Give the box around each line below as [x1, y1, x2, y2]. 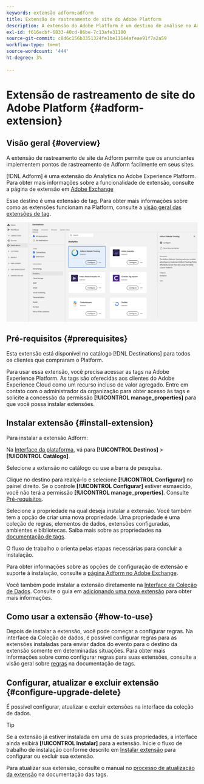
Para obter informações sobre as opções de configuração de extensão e [6, 563, 188, 570]
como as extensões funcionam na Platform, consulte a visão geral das [6, 204, 182, 211]
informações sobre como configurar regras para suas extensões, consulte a [6, 653, 197, 661]
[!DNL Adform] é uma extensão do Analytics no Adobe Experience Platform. [6, 172, 196, 179]
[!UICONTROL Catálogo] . [6, 452, 70, 459]
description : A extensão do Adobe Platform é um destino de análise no [6, 22, 191, 29]
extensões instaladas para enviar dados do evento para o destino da [6, 641, 178, 648]
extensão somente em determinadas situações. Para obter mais [6, 647, 166, 655]
